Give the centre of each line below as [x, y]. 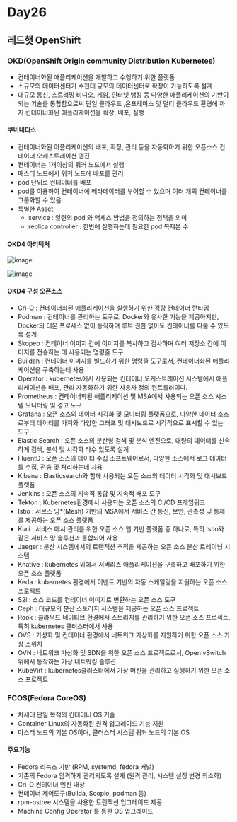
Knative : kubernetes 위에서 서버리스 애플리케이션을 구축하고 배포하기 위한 [121, 565]
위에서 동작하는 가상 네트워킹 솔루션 [67, 661]
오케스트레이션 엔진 [63, 156]
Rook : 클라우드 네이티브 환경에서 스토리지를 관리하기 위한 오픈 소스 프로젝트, [124, 618]
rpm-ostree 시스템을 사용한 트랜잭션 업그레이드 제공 [90, 802]
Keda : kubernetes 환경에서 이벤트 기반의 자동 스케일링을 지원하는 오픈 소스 [122, 582]
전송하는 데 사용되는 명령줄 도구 [80, 352]
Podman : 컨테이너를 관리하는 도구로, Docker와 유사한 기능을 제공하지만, [118, 317]
